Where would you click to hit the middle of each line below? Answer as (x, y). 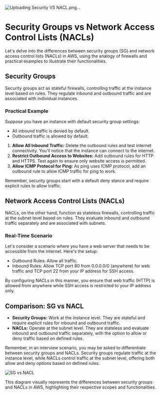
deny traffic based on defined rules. (48, 338)
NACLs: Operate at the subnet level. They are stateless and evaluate (80, 328)
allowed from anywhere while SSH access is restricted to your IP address (78, 286)
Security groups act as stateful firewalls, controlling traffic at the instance (78, 88)
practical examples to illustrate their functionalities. (56, 61)
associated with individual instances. (42, 98)
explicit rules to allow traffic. (33, 186)
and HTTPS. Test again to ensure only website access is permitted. (79, 161)
